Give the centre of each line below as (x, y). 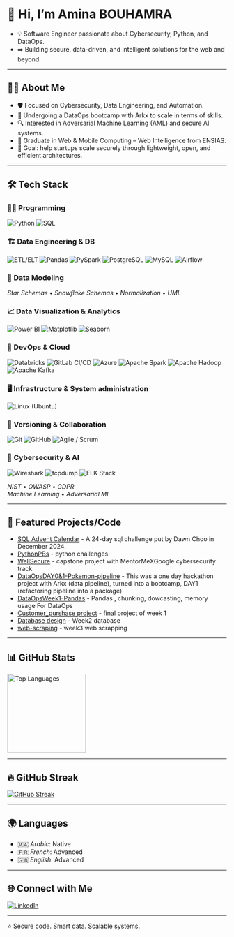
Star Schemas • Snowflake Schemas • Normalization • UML (94, 293)
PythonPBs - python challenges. (63, 554)
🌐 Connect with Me (50, 888)
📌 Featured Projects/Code (64, 522)
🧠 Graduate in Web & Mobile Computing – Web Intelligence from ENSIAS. (122, 140)
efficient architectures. (50, 155)
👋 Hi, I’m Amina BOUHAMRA (90, 14)
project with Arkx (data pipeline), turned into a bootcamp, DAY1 (108, 584)
